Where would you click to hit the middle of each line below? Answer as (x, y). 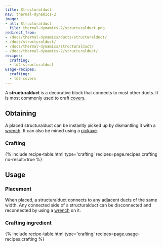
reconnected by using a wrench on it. (43, 210)
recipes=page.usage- (118, 234)
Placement (18, 189)
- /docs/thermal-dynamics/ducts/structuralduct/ (56, 38)
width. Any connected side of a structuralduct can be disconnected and (78, 205)
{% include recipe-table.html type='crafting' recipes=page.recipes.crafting (81, 154)
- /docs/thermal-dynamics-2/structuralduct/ (52, 51)
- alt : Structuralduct (28, 23)
